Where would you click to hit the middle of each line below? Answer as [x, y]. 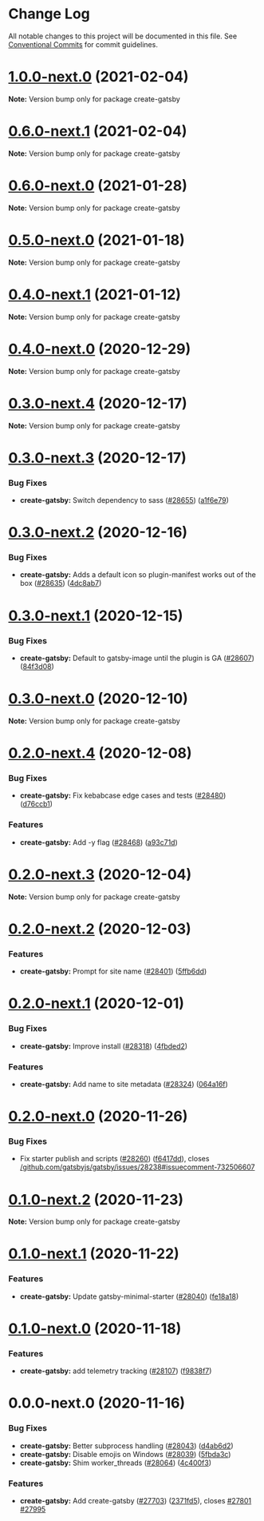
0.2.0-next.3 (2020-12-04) [100, 874]
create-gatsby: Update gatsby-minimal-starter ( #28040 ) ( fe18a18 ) [129, 1296]
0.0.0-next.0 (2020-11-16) [97, 1403]
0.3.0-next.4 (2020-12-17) [98, 403]
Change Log [49, 14]
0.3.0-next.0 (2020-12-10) [99, 699]
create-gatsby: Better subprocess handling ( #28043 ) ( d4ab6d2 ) [126, 1445]
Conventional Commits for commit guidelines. [83, 44]
